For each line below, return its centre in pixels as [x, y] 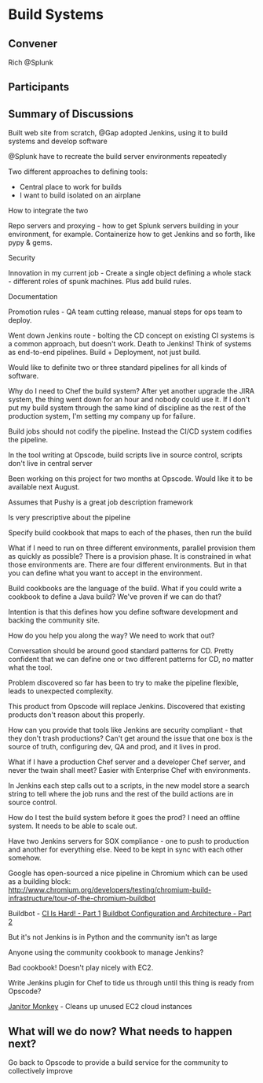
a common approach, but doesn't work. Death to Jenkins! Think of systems [130, 344]
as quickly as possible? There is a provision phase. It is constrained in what [130, 556]
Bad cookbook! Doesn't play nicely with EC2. [81, 968]
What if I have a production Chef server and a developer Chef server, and [127, 762]
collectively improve [40, 1071]
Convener [33, 44]
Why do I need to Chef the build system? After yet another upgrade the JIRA [131, 391]
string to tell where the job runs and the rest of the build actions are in [121, 794]
